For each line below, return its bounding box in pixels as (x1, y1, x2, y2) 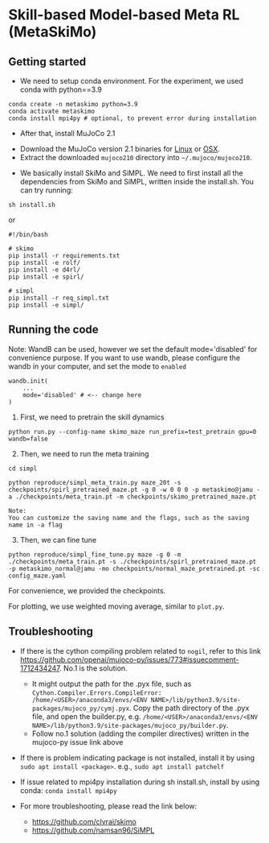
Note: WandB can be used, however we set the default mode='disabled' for (8, 344, 258, 353)
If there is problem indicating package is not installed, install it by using (19, 753, 255, 762)
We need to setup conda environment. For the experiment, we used (19, 76, 243, 85)
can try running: (19, 185, 74, 195)
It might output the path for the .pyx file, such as (31, 679, 192, 688)
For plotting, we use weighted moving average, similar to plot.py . (8, 601, 225, 611)
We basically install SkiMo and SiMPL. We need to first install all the (19, 168, 243, 178)
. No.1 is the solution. (59, 663, 128, 673)
